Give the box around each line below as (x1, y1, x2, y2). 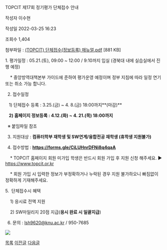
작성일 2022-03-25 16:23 (5, 25, 56, 31)
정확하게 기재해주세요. (5, 177, 48, 183)
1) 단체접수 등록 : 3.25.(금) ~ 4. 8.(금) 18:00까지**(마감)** (8, 102, 122, 107)
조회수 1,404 (5, 36, 30, 42)
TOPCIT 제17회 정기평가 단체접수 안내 (5, 4, 79, 10)
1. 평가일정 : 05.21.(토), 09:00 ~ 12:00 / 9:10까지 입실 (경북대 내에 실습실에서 (5, 57, 156, 63)
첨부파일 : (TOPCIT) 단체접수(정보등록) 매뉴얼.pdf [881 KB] (5, 47, 121, 52)
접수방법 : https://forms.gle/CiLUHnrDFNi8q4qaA (12, 144, 116, 150)
